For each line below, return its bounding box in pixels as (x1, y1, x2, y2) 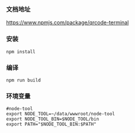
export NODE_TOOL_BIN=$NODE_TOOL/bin (6, 116, 99, 122)
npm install (6, 48, 36, 54)
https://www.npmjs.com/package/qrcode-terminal (6, 19, 129, 26)
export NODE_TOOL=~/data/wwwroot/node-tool (6, 111, 115, 117)
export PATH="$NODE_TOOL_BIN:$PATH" (6, 121, 97, 128)
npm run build (6, 77, 41, 83)
